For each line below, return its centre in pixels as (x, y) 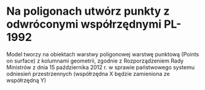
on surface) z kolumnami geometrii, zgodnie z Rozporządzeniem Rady (95, 61)
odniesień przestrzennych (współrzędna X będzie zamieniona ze (88, 73)
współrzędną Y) (26, 80)
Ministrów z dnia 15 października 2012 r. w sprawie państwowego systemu (101, 67)
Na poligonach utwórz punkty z (88, 11)
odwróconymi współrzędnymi (84, 24)
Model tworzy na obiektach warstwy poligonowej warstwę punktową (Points (103, 54)
